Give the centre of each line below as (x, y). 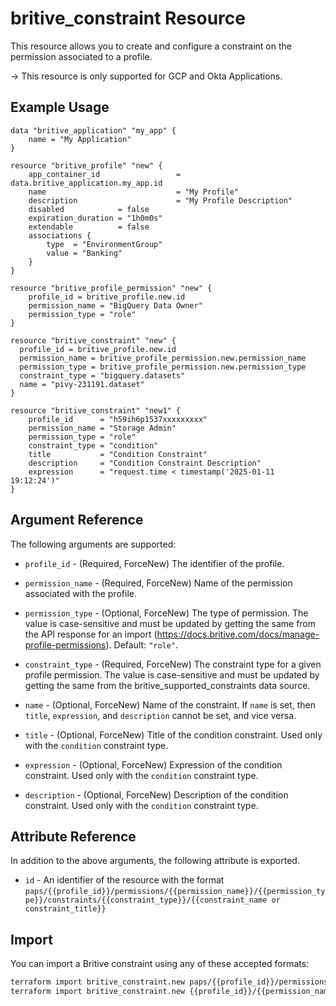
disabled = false (89, 209)
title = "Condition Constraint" (118, 454)
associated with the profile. (80, 593)
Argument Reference (77, 520)
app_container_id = (105, 174)
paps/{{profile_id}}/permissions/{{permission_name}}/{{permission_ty (175, 892)
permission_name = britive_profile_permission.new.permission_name (163, 358)
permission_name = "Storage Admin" (102, 428)
